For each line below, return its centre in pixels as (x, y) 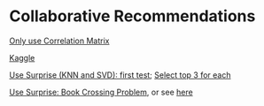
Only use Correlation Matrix (59, 41)
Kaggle (22, 57)
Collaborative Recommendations (132, 16)
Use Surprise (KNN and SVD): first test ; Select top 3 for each (120, 75)
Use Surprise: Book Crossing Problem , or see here (101, 92)
